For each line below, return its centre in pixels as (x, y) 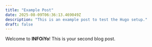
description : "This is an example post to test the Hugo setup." (76, 19)
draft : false (19, 24)
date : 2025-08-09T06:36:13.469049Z (43, 15)
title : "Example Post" (29, 10)
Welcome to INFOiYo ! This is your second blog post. (60, 39)
